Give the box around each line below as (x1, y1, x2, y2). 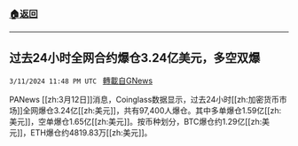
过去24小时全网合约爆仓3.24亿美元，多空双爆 (9, 50, 261, 65)
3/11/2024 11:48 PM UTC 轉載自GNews (9, 75, 153, 86)
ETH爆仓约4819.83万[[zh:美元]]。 (30, 127, 153, 138)
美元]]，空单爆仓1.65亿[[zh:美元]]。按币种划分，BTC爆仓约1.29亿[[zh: (9, 117, 263, 127)
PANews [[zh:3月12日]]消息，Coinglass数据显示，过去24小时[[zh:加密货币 (9, 95, 279, 105)
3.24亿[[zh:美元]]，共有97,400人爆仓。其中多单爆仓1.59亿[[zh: (53, 105, 282, 116)
